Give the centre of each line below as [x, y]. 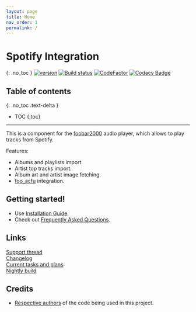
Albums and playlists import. [49, 162]
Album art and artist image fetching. [57, 175]
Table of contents [38, 91]
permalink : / [22, 28]
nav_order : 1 [22, 22]
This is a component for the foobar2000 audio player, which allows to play [95, 133]
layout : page [22, 11]
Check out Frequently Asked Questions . [62, 219]
